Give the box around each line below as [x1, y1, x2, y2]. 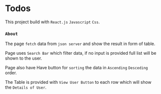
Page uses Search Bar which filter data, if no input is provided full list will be [5, 50, 157, 56]
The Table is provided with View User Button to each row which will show [5, 79, 152, 85]
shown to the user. [5, 55, 42, 61]
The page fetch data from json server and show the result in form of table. [5, 41, 156, 47]
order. [5, 70, 17, 76]
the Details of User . [5, 84, 47, 90]
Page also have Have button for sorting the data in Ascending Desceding [5, 65, 148, 71]
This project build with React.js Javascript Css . [5, 19, 100, 25]
